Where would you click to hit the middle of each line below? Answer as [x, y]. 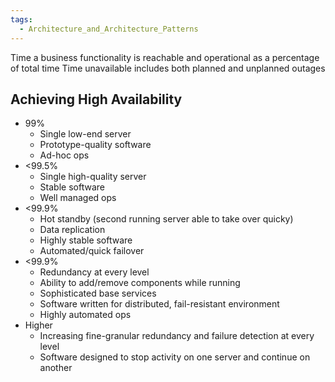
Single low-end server [85, 134]
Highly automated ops [85, 315]
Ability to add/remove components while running [140, 283]
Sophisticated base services [98, 293]
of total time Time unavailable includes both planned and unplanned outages [168, 68]
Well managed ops [78, 198]
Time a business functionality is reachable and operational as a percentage [165, 57]
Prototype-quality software [95, 145]
